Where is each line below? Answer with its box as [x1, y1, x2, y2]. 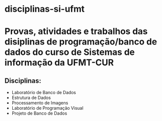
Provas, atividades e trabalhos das [4, 26, 148, 37]
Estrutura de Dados [11, 95, 51, 101]
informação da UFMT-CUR [4, 57, 114, 68]
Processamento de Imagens [11, 100, 69, 106]
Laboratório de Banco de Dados [11, 90, 76, 96]
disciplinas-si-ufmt [4, 3, 85, 15]
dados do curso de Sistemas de [4, 47, 135, 58]
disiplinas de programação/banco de [4, 36, 157, 48]
